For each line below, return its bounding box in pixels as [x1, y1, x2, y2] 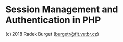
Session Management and [5, 4, 118, 15]
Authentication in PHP [5, 14, 101, 26]
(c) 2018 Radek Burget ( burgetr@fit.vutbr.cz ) [5, 31, 100, 37]
